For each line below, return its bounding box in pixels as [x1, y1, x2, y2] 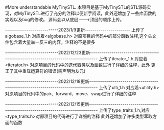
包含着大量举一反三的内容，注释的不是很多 [9, 39, 95, 45]
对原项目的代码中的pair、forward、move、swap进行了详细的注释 [5, 91, 137, 97]
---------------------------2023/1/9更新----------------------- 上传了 [5, 27, 144, 33]
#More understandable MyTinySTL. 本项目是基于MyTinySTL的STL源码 [5, 4, 147, 10]
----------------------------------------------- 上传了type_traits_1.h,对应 [5, 107, 150, 113]
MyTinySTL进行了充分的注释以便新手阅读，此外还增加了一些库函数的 [18, 10, 157, 16]
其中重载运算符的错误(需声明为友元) [13, 68, 86, 74]
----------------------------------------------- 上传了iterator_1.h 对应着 [5, 56, 148, 61]
